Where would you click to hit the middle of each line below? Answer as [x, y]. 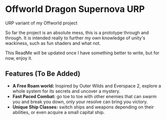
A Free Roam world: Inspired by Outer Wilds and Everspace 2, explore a [87, 86]
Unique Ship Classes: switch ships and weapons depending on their [83, 107]
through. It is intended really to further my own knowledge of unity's [75, 38]
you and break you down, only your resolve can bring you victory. [80, 102]
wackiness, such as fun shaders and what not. [53, 43]
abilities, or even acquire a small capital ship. [58, 112]
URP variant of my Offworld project [41, 23]
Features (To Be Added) [43, 74]
